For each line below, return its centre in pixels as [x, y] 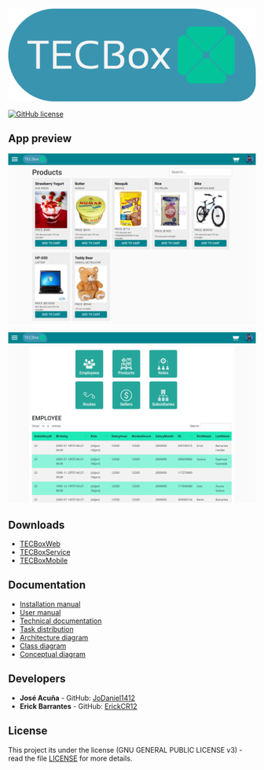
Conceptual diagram [53, 654]
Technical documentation [60, 621]
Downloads [37, 524]
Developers [37, 679]
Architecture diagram [54, 637]
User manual [40, 612]
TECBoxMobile [44, 561]
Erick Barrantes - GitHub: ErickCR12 [78, 706]
